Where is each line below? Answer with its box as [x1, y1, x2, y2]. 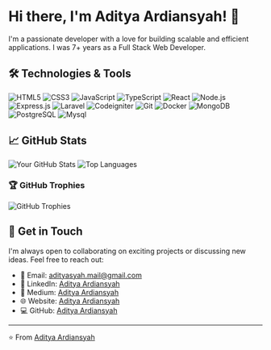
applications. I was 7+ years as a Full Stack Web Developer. [8, 42, 206, 52]
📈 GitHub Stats [8, 134, 87, 148]
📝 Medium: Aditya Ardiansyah [19, 287, 119, 297]
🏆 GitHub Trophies [8, 180, 85, 191]
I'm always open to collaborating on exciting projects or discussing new [8, 246, 246, 256]
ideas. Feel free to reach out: [8, 254, 104, 265]
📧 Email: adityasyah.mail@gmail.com [19, 270, 143, 280]
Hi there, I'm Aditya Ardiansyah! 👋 [8, 7, 240, 26]
